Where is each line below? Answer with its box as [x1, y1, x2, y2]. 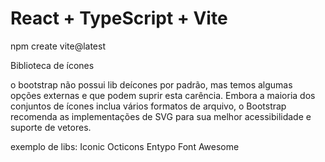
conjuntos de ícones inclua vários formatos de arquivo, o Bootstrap [10, 100, 287, 112]
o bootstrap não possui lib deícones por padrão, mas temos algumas [10, 78, 293, 91]
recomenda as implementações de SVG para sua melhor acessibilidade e [10, 110, 312, 122]
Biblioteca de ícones [10, 59, 95, 71]
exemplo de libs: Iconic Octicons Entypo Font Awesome [10, 140, 240, 152]
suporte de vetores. [10, 121, 92, 133]
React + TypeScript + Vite [10, 7, 228, 30]
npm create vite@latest [10, 40, 106, 52]
